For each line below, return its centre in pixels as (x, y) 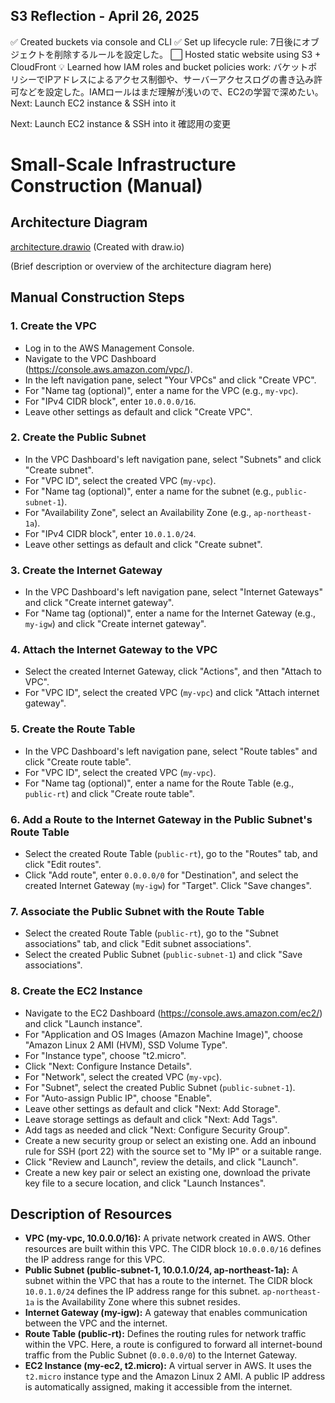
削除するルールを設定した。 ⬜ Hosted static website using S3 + (187, 54)
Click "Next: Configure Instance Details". (108, 1066)
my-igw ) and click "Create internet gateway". (115, 624)
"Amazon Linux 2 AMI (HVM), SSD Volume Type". (126, 1045)
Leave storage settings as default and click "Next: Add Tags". (151, 1119)
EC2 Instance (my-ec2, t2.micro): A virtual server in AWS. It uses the (168, 1366)
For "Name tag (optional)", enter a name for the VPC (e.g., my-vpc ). (161, 390)
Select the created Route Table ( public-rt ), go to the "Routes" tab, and (171, 853)
